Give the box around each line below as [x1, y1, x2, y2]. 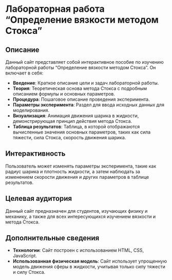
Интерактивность [5, 150, 66, 158]
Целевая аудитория [5, 194, 72, 203]
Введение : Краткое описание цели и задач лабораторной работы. [12, 80, 159, 86]
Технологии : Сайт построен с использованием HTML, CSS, [12, 247, 144, 253]
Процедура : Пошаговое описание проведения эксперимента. [12, 96, 150, 102]
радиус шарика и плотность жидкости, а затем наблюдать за [5, 168, 140, 175]
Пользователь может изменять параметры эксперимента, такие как [5, 163, 157, 169]
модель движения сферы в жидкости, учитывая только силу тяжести [12, 264, 166, 270]
